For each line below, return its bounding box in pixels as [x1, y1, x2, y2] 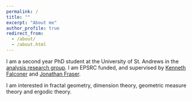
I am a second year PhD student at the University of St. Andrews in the [6, 57, 180, 65]
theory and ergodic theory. [6, 88, 72, 95]
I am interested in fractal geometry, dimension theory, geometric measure [6, 82, 187, 89]
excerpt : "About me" [6, 19, 58, 25]
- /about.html [11, 42, 46, 48]
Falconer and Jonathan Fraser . [6, 70, 81, 77]
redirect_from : [6, 31, 44, 37]
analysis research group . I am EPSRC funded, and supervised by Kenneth [6, 64, 186, 71]
